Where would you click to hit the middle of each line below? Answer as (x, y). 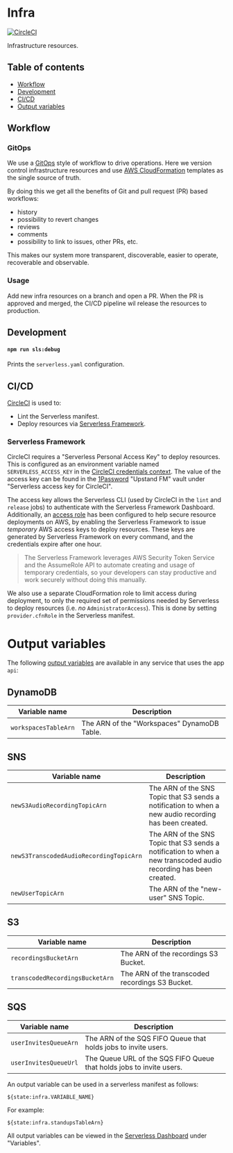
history (27, 212)
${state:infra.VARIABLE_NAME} (51, 1097)
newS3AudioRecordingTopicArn (59, 806)
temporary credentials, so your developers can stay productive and (120, 572)
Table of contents (46, 67)
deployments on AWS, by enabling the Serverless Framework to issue (107, 522)
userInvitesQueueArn (44, 1042)
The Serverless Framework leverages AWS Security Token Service (119, 558)
